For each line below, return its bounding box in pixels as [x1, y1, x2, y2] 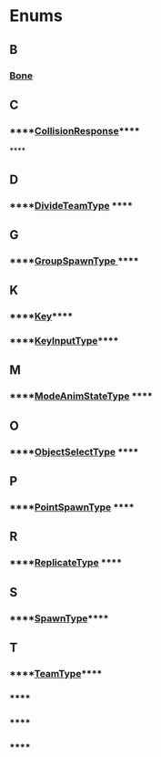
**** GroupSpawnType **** [9, 254, 139, 267]
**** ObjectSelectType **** [9, 445, 139, 458]
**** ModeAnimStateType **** [9, 389, 153, 402]
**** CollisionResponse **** [9, 124, 140, 137]
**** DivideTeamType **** [9, 199, 134, 212]
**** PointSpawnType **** [9, 501, 135, 513]
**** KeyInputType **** [9, 335, 119, 347]
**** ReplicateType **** [9, 556, 123, 569]
